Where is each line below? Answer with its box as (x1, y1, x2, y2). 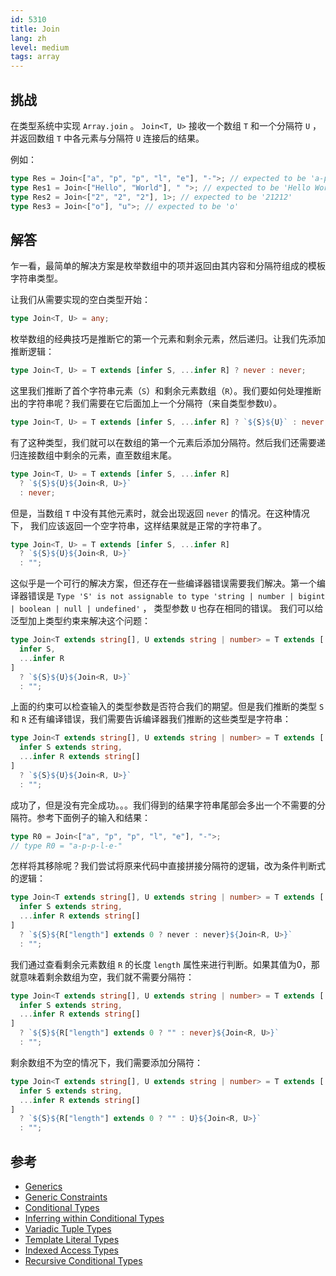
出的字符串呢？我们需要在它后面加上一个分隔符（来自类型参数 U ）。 (10, 397, 283, 409)
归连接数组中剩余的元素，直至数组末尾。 (10, 449, 177, 461)
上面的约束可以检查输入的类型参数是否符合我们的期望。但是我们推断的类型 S (10, 701, 325, 713)
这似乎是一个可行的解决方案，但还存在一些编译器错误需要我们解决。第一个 (10, 577, 317, 590)
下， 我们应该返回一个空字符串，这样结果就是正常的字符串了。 (10, 519, 267, 531)
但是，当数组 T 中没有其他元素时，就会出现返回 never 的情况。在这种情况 (10, 507, 310, 519)
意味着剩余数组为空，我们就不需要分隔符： (18, 971, 195, 983)
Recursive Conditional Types (24, 1254, 143, 1266)
